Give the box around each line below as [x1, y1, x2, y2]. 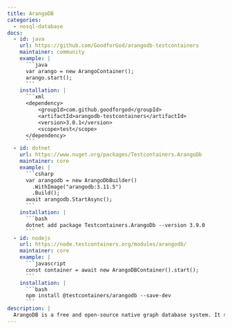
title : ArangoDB [7, 10, 54, 17]
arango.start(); [25, 74, 72, 81]
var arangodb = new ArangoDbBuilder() [25, 177, 137, 183]
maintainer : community [19, 49, 85, 56]
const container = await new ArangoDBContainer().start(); [25, 266, 199, 273]
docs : [7, 29, 23, 37]
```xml [25, 94, 45, 101]
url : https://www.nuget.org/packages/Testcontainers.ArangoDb [19, 151, 202, 159]
